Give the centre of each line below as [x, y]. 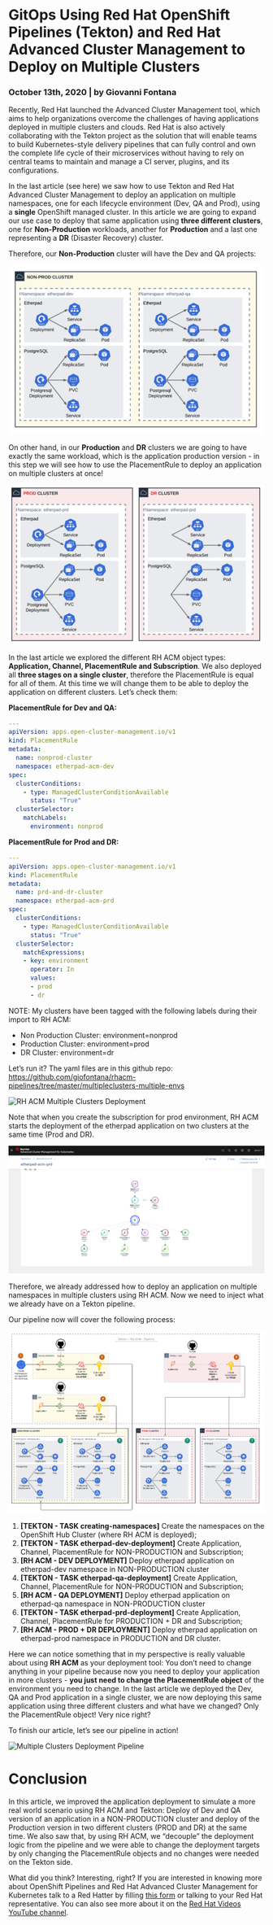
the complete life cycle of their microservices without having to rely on [126, 153]
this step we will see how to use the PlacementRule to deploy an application [135, 465]
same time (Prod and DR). [52, 1134]
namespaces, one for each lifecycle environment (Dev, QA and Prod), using [134, 203]
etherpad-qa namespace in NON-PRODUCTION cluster [113, 1604]
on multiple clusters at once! [56, 473]
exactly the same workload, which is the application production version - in [134, 456]
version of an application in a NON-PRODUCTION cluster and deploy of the [134, 1818]
